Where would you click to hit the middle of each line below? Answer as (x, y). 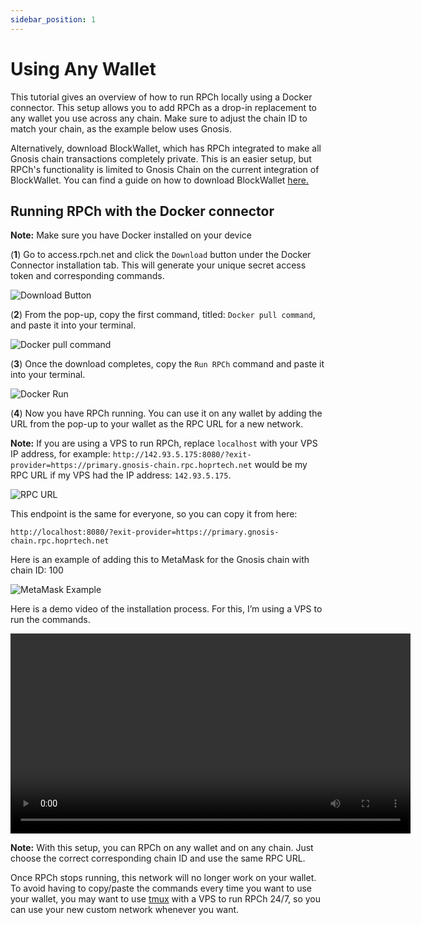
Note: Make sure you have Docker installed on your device (131, 235)
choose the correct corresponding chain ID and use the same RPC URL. (158, 858)
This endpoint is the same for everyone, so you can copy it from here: (154, 514)
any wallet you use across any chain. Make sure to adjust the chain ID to (159, 118)
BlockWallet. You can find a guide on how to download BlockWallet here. (160, 180)
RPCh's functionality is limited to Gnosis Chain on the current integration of (165, 169)
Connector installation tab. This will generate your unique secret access (158, 265)
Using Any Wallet (83, 68)
